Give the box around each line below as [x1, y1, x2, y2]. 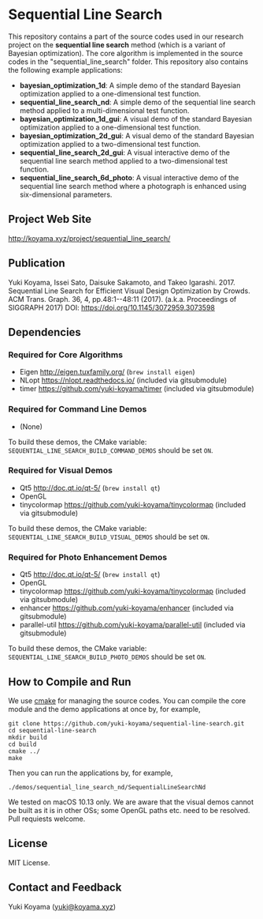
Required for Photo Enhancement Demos [8, 552, 168, 563]
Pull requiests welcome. [8, 814, 86, 823]
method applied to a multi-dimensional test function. [19, 105, 190, 115]
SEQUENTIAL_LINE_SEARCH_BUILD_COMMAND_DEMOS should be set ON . [8, 445, 213, 455]
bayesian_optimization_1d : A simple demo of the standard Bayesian [19, 81, 241, 90]
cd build [8, 740, 37, 748]
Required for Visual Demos [8, 465, 113, 476]
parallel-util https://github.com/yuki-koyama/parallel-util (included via [19, 620, 246, 630]
